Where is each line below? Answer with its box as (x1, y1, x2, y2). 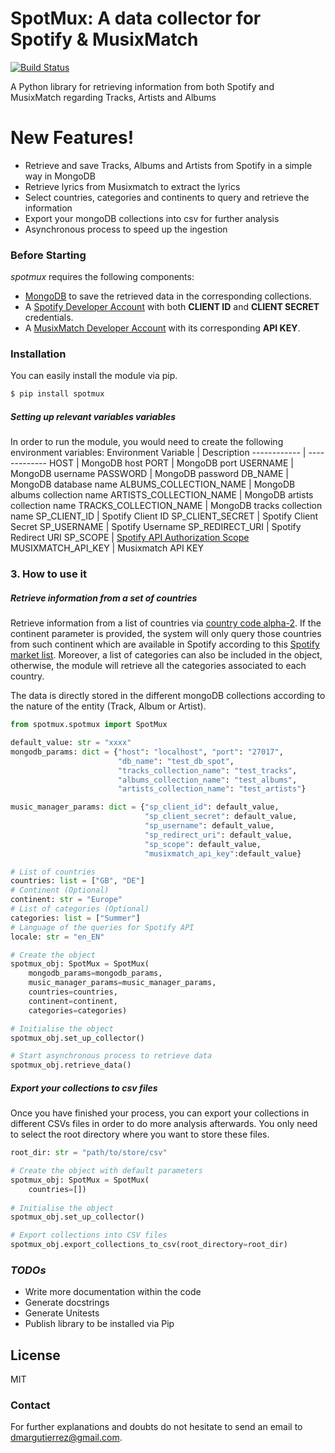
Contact (10, 1398, 51, 1412)
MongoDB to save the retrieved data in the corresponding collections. (24, 290, 312, 302)
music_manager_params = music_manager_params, (28, 978, 217, 988)
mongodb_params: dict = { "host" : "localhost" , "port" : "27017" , (10, 747, 284, 757)
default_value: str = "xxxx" (10, 738, 132, 748)
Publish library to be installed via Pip (24, 1318, 175, 1330)
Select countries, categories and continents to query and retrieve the (24, 191, 310, 203)
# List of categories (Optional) (10, 904, 150, 914)
